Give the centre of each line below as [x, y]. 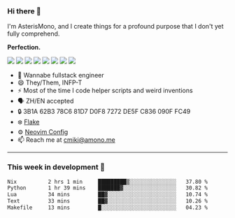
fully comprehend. [34, 34]
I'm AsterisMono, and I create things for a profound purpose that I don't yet [115, 27]
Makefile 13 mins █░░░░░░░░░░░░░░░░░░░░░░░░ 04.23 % [108, 208]
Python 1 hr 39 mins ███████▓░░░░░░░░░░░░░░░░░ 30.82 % [108, 188]
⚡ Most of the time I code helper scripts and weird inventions [105, 91]
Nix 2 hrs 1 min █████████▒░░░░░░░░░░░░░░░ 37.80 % [108, 182]
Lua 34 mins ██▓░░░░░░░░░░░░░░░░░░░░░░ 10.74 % [108, 195]
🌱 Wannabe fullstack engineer [60, 75]
